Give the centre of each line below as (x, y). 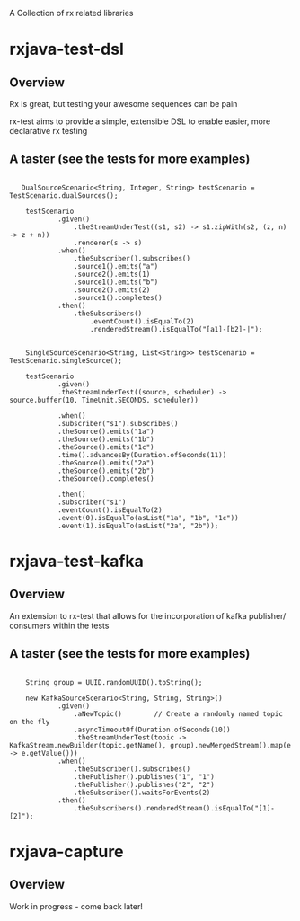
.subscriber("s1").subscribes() (118, 423)
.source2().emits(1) (112, 274)
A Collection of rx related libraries (71, 13)
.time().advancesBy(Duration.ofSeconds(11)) (142, 455)
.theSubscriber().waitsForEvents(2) (142, 793)
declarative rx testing (49, 131)
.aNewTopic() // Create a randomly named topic (178, 713)
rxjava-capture (66, 851)
